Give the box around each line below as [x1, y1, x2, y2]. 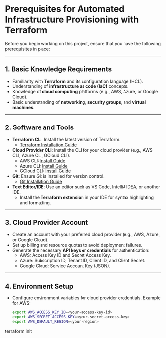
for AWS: [12, 300, 31, 306]
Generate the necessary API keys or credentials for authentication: [12, 247, 150, 253]
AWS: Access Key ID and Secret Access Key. [19, 253, 111, 258]
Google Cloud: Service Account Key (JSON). [19, 263, 110, 269]
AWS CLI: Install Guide [19, 157, 66, 164]
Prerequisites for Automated [5, 3, 124, 15]
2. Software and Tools [5, 124, 74, 132]
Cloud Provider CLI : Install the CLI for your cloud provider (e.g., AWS [12, 147, 153, 153]
